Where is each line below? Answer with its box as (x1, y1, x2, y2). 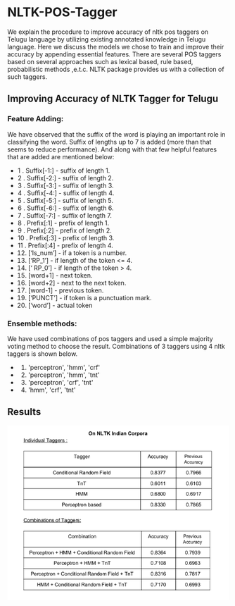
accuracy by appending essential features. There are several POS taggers (7, 50, 222, 58)
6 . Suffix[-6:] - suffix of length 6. (17, 204, 114, 212)
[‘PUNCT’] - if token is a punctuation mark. (27, 293, 152, 302)
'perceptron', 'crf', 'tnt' (27, 378, 94, 386)
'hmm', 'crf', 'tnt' (27, 385, 76, 394)
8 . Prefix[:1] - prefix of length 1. (17, 218, 110, 227)
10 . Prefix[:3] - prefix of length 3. (17, 233, 115, 242)
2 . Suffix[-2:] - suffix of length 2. (17, 173, 114, 182)
